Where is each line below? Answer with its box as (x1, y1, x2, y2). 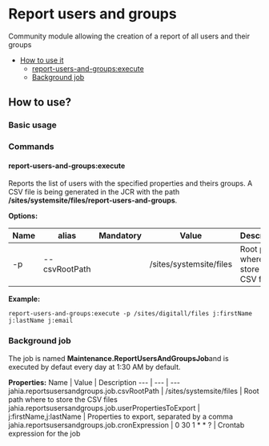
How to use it (19, 55, 64, 65)
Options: (8, 211, 38, 221)
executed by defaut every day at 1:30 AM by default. (8, 362, 182, 372)
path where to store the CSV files (8, 394, 118, 404)
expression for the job (8, 428, 81, 438)
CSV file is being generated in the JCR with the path (8, 187, 180, 197)
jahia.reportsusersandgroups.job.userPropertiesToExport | (8, 403, 200, 412)
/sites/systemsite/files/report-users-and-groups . (8, 195, 178, 205)
